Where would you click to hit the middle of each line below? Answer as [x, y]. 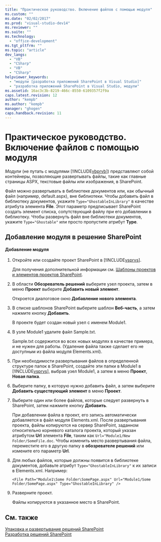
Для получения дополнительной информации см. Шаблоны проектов [84, 270]
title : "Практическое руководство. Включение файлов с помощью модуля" [79, 9]
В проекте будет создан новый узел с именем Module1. [69, 322]
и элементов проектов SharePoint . [47, 275]
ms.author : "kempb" [25, 104]
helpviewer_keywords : [27, 77]
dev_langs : [16, 55]
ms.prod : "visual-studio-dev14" [37, 23]
